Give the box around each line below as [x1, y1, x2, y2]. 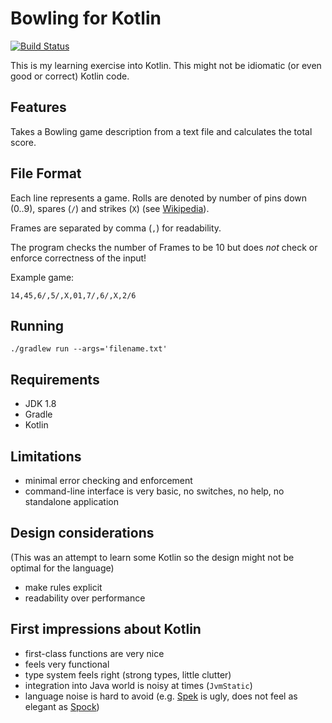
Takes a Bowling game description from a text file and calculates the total [10, 125, 313, 137]
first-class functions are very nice [24, 647, 165, 659]
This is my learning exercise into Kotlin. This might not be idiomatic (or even [10, 59, 322, 71]
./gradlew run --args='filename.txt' [10, 344, 168, 354]
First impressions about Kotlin [10, 621, 202, 638]
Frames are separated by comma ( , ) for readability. [10, 222, 222, 234]
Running [10, 317, 65, 334]
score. [10, 136, 37, 148]
